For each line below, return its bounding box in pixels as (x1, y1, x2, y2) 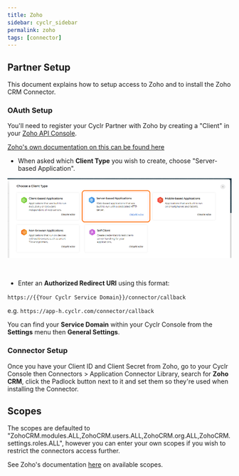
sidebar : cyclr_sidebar (7, 18, 78, 26)
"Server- (192, 157, 218, 165)
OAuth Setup (7, 105, 53, 115)
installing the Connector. (7, 384, 80, 393)
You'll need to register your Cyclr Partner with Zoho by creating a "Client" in (7, 122, 230, 130)
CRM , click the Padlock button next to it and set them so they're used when (7, 377, 229, 386)
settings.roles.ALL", (7, 439, 64, 448)
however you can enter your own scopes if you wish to (65, 439, 226, 448)
